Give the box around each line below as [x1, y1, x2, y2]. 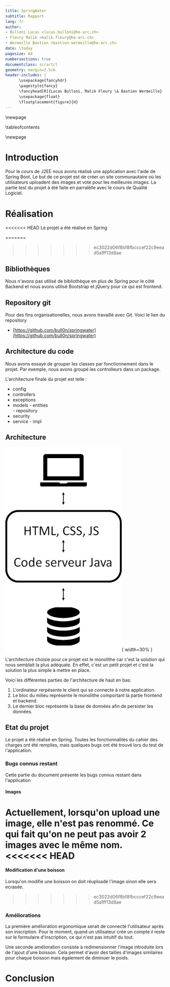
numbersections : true [5, 57, 51, 62]
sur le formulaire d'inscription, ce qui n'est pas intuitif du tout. [5, 934, 134, 940]
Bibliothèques [5, 265, 50, 273]
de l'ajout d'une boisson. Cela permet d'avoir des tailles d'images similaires [5, 949, 163, 955]
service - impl [12, 418, 42, 425]
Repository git [5, 298, 51, 307]
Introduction [5, 152, 59, 163]
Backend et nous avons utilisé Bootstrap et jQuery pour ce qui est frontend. [5, 284, 163, 290]
